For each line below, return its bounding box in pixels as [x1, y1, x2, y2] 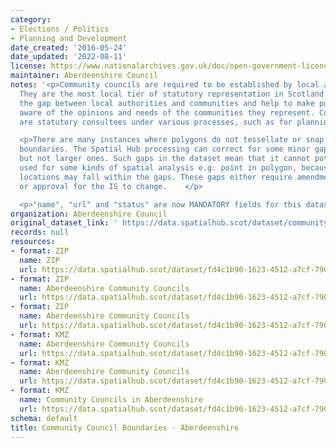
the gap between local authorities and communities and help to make [19, 98, 315, 108]
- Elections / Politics [10, 24, 110, 34]
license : [10, 61, 47, 71]
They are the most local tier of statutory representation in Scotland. [19, 89, 329, 99]
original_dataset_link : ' [10, 218, 118, 228]
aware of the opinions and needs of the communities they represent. [19, 107, 315, 118]
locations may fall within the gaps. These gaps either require [19, 172, 293, 182]
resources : [10, 237, 56, 247]
